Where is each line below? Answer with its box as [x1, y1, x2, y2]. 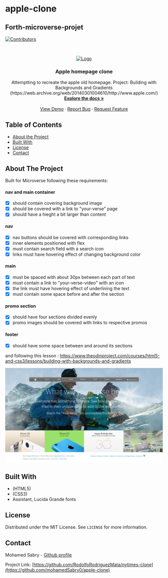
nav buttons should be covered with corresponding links [12, 234, 129, 240]
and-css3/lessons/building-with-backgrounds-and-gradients [5, 358, 131, 364]
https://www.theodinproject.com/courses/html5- [59, 352, 160, 358]
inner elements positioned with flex [12, 240, 85, 246]
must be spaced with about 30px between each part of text [12, 274, 135, 280]
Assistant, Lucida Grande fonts [12, 496, 76, 502]
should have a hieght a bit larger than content [12, 211, 106, 218]
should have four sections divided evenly [12, 314, 97, 320]
